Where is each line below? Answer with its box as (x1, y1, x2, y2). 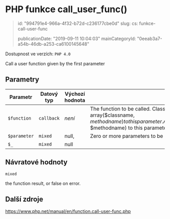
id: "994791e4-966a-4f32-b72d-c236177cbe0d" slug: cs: (17, 20, 138, 26)
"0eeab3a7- (137, 35, 162, 42)
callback (38, 115, 60, 121)
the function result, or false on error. (5, 180, 81, 186)
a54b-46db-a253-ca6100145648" (17, 41, 90, 47)
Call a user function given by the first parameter (5, 60, 105, 66)
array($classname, (90, 112, 135, 119)
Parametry (5, 75, 39, 84)
